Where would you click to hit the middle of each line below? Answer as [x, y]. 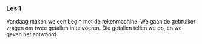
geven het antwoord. [32, 34]
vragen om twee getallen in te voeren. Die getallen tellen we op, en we [94, 28]
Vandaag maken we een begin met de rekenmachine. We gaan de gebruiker [101, 22]
